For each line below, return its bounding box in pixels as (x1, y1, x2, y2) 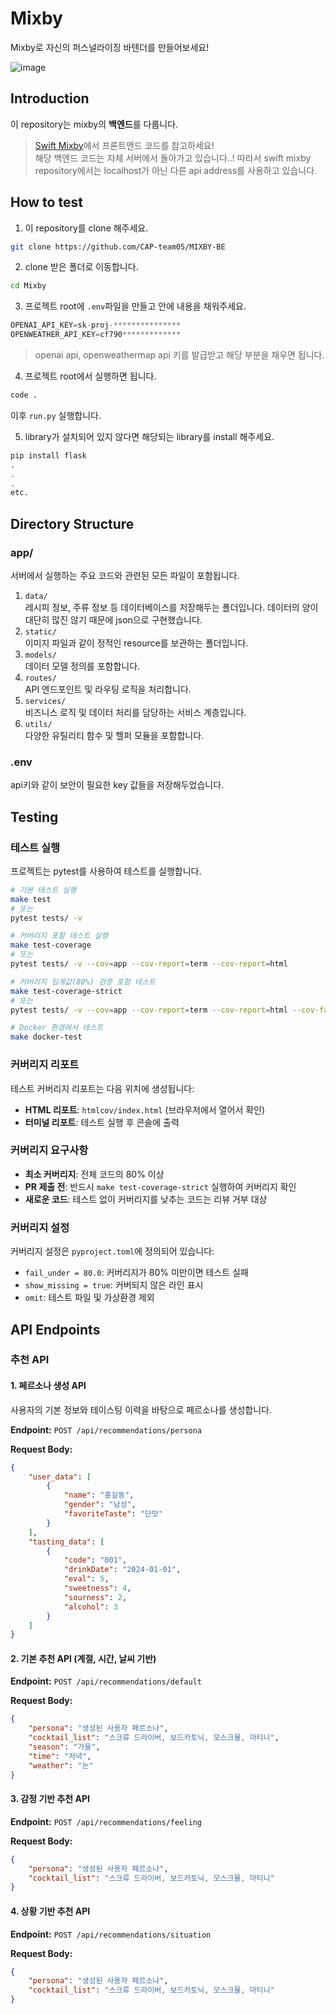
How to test (10, 194, 83, 211)
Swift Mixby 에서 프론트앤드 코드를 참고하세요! (34, 139, 215, 151)
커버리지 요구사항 (10, 1143, 89, 1157)
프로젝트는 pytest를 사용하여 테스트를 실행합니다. (10, 865, 202, 877)
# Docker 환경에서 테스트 (10, 1023, 104, 1033)
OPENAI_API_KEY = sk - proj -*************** (10, 320, 182, 331)
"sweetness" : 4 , (63, 1583, 132, 1594)
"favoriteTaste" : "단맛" (63, 1509, 163, 1519)
